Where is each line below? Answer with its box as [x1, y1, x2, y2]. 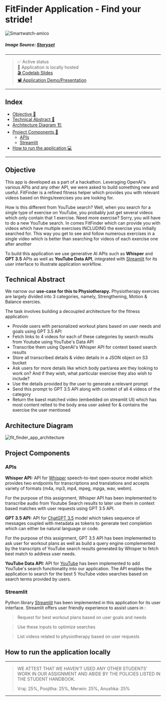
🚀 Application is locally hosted [17, 64, 79, 70]
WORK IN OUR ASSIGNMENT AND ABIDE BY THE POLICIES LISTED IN [17, 670, 161, 677]
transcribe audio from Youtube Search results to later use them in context [5, 500, 155, 506]
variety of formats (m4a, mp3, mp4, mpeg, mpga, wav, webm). [5, 485, 133, 491]
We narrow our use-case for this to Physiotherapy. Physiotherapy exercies [5, 288, 160, 294]
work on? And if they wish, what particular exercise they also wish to [12, 370, 152, 376]
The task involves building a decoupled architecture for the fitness [5, 309, 140, 314]
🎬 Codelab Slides [17, 70, 53, 76]
